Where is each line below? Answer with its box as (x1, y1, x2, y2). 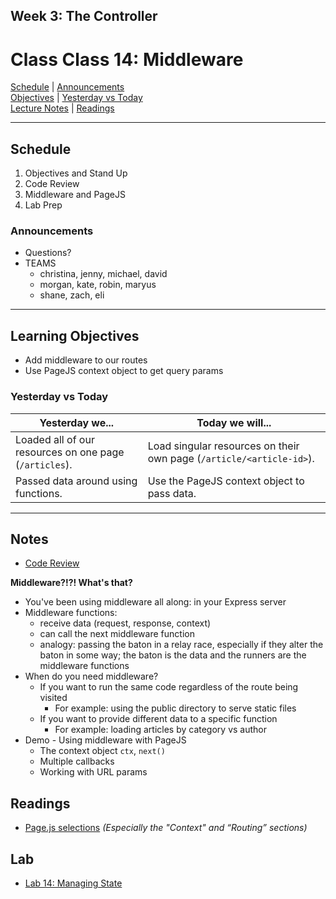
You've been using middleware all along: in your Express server (24, 596, 287, 608)
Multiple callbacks (39, 755, 115, 768)
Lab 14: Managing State (24, 877, 123, 889)
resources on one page (15, 445, 125, 459)
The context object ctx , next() (39, 745, 166, 757)
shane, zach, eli (39, 289, 105, 301)
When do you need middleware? (24, 670, 159, 683)
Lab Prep (24, 199, 63, 211)
